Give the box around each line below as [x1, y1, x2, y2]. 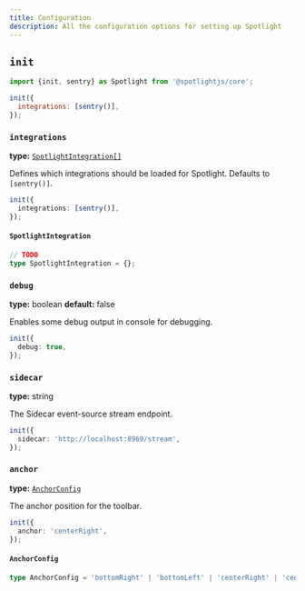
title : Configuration [9, 13, 92, 23]
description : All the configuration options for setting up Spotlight [9, 22, 282, 31]
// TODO [9, 250, 39, 259]
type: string [9, 390, 54, 401]
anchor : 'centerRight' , [17, 526, 107, 536]
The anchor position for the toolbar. [9, 500, 143, 511]
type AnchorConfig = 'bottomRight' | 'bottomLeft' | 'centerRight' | [9, 573, 279, 582]
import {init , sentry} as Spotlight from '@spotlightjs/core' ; [9, 77, 254, 86]
